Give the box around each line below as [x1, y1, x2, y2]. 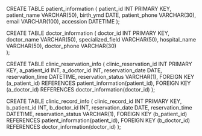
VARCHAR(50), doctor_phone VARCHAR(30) [6, 42, 116, 49]
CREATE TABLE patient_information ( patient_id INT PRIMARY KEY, [6, 5, 172, 12]
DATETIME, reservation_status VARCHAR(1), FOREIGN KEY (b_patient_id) [6, 111, 188, 117]
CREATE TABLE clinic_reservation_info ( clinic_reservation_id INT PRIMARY [6, 60, 193, 67]
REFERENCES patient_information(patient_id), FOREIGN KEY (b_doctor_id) [6, 117, 191, 124]
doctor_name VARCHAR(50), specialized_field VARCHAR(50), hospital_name [6, 36, 197, 43]
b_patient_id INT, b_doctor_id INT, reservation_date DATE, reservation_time [6, 104, 192, 111]
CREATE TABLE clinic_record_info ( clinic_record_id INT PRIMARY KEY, [6, 97, 182, 105]
